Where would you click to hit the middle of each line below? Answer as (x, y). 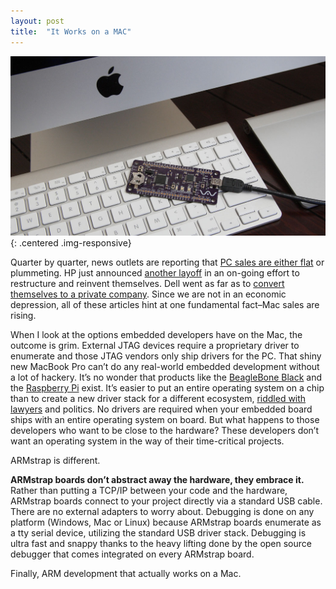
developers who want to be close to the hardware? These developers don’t (165, 431)
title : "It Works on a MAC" (71, 31)
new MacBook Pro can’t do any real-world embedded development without (165, 367)
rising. (23, 316)
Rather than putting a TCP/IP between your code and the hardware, (149, 491)
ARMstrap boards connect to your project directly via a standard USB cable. (166, 501)
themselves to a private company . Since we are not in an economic (148, 294)
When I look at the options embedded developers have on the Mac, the (156, 335)
